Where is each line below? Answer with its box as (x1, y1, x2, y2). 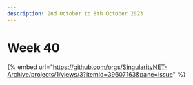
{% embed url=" (7, 63, 54, 71)
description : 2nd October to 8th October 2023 (7, 10, 143, 17)
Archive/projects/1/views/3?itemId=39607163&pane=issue (7, 70, 174, 78)
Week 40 (7, 39, 60, 55)
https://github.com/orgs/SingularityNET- (52, 63, 167, 71)
